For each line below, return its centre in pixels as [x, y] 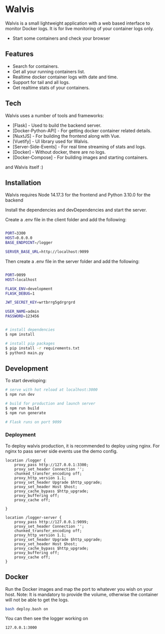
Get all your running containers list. [49, 71]
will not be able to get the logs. [37, 600]
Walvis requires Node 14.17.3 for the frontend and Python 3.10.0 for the [78, 195]
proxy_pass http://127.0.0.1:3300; [52, 465]
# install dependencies [30, 330]
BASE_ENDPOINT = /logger [29, 243]
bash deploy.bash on [27, 609]
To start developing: [26, 381]
